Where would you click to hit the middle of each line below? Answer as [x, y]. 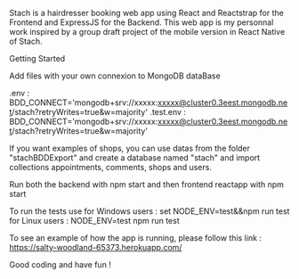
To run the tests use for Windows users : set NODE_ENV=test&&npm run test [149, 211]
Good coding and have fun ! [60, 265]
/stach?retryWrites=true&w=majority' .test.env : [99, 112]
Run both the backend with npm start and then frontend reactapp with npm [147, 185]
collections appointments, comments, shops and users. [110, 167]
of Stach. [26, 41]
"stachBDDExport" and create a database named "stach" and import [135, 158]
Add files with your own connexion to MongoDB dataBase [115, 76]
